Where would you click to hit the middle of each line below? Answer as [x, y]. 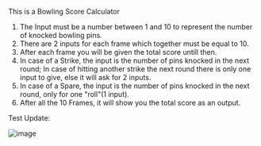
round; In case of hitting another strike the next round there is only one [135, 69]
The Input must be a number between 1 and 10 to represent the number [136, 27]
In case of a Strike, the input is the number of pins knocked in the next [134, 60]
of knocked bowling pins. [61, 35]
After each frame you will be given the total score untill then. [118, 52]
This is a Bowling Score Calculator [64, 12]
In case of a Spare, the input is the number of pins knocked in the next [134, 86]
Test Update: [29, 118]
